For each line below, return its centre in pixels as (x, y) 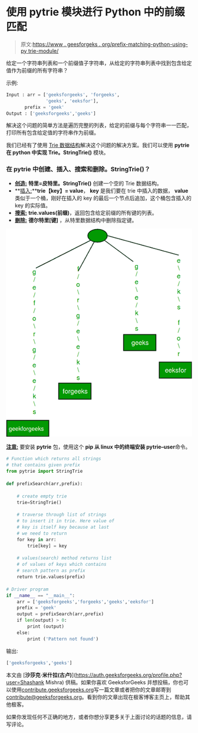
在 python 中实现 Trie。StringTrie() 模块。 (57, 152)
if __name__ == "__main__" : (41, 595)
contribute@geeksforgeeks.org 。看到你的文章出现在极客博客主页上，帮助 (96, 697)
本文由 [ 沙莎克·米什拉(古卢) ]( (41, 675)
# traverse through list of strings (62, 515)
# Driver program (27, 589)
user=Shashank (25, 682)
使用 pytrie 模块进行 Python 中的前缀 (95, 12)
